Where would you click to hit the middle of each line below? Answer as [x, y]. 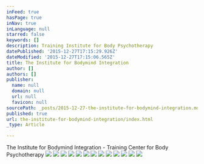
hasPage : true [24, 18]
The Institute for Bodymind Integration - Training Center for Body [87, 148]
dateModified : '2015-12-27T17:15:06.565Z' [61, 57]
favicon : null [29, 102]
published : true [27, 114]
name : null [25, 86]
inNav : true [21, 23]
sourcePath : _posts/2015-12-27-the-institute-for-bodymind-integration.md [103, 108]
